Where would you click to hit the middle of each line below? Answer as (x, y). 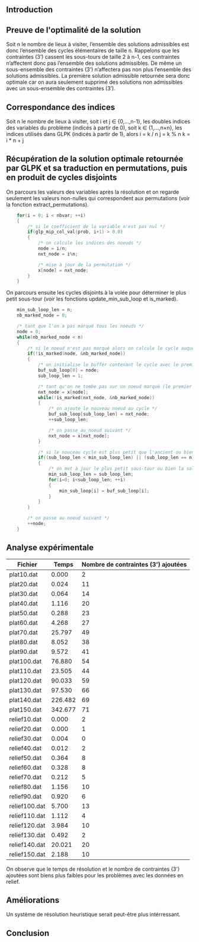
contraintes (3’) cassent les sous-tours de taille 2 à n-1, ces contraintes (93, 57)
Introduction (30, 10)
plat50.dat (23, 613)
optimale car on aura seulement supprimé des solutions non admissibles (94, 82)
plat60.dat (23, 622)
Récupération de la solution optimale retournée (95, 159)
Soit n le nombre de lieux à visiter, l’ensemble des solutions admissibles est (98, 45)
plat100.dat (25, 661)
